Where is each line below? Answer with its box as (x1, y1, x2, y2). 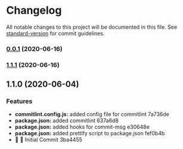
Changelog (6, 4, 62, 17)
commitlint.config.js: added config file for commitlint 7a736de (14, 111, 170, 118)
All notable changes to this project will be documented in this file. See (6, 23, 178, 31)
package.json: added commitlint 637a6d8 (14, 117, 119, 124)
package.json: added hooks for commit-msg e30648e (14, 123, 150, 130)
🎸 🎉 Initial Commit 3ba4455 (14, 136, 82, 144)
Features (6, 97, 33, 105)
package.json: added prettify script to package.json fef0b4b (14, 130, 165, 137)
